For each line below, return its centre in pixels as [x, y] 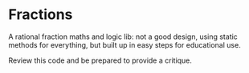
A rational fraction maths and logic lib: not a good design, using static [123, 36]
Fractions [41, 15]
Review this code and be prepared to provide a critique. [100, 60]
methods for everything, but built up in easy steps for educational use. [124, 44]
